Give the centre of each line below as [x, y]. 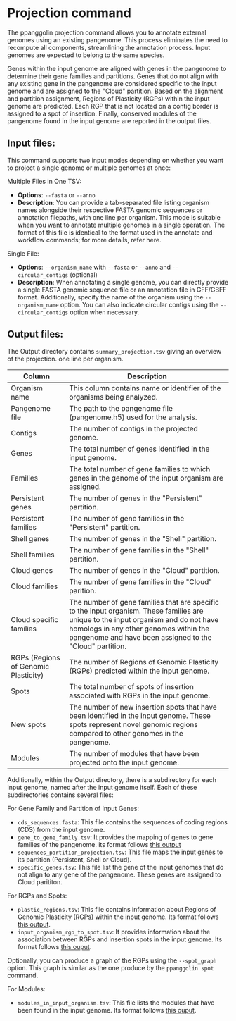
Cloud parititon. [40, 881]
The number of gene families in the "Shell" [139, 550]
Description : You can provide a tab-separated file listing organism [113, 202]
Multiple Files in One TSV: [45, 181]
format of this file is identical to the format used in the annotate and [115, 232]
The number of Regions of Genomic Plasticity [144, 662]
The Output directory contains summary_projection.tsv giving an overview [114, 351]
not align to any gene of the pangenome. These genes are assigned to [119, 874]
